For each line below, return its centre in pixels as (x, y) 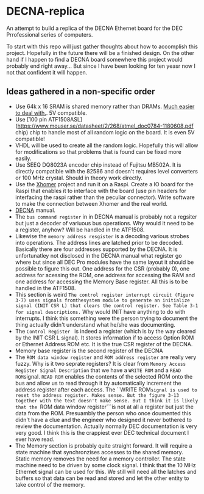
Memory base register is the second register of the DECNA (89, 351)
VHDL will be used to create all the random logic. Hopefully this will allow (107, 145)
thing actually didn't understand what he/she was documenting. (95, 324)
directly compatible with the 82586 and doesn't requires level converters (106, 171)
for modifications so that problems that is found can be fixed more (98, 151)
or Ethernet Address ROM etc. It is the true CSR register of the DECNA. (104, 344)
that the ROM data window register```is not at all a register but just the (104, 407)
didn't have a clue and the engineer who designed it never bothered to (104, 420)
